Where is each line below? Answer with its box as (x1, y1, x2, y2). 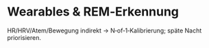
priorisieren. (7, 33, 42, 41)
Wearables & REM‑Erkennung (7, 4, 180, 20)
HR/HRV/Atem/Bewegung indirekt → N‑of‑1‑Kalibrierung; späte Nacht (7, 26, 202, 34)
